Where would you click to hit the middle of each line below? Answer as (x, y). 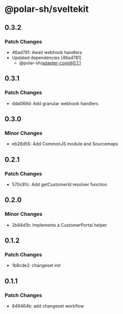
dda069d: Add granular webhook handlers (55, 103)
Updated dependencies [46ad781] (47, 58)
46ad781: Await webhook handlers (47, 52)
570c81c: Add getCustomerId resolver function (59, 184)
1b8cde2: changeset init (36, 265)
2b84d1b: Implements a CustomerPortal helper (59, 225)
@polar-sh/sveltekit (47, 9)
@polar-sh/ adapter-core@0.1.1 (50, 63)
